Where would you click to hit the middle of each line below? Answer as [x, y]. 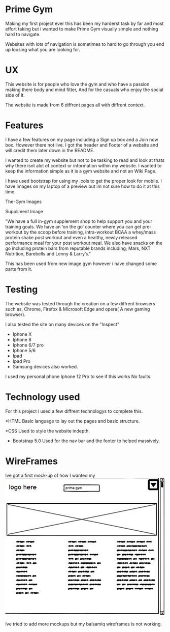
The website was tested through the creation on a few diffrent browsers [80, 303]
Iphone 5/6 [24, 350]
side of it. [15, 95]
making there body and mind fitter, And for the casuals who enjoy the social [84, 90]
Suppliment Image [24, 211]
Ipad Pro [22, 361]
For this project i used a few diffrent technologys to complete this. [74, 411]
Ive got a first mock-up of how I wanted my [50, 475]
